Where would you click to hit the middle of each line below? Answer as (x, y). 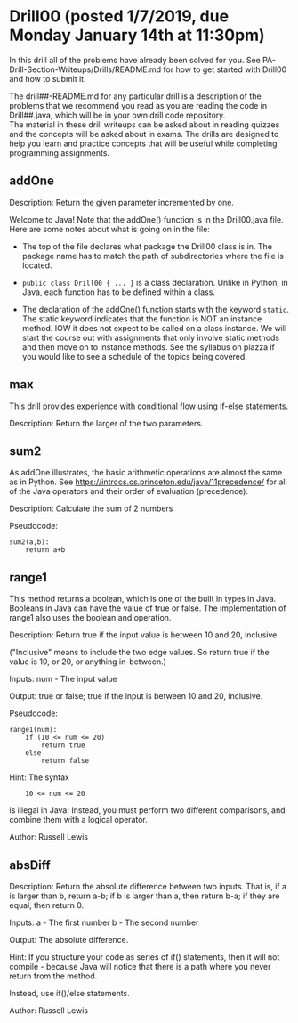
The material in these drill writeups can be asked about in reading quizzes (145, 124)
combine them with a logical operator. (79, 820)
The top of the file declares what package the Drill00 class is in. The (147, 246)
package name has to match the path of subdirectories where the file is (153, 256)
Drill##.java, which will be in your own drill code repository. (117, 115)
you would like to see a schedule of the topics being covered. (134, 356)
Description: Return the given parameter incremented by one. (121, 202)
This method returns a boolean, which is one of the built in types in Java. (143, 599)
